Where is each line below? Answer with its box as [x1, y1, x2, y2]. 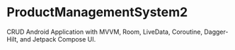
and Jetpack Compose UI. [19, 35, 96, 43]
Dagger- [204, 27, 229, 36]
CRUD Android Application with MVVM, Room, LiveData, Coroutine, [6, 27, 203, 36]
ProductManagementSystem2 [6, 4, 188, 20]
